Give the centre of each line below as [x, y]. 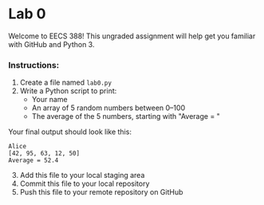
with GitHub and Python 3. [51, 44]
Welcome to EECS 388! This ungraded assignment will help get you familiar [132, 36]
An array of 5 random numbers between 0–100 [108, 108]
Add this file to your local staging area [82, 175]
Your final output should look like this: [70, 132]
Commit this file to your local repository [85, 183]
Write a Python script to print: [68, 91]
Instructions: [34, 65]
